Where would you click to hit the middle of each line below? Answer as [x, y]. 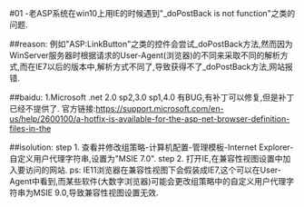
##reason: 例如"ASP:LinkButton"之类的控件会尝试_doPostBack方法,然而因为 [151, 44]
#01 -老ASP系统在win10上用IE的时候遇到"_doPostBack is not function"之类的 [152, 13]
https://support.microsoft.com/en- [160, 108]
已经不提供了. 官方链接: [53, 108]
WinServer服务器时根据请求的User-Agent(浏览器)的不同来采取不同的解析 [145, 55]
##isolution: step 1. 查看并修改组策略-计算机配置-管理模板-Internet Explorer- [152, 147]
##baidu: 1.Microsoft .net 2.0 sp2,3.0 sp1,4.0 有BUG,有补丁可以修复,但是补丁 [152, 97]
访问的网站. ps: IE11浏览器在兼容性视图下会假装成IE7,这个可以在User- [153, 170]
